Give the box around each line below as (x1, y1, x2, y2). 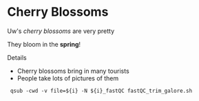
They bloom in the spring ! (7, 40, 81, 48)
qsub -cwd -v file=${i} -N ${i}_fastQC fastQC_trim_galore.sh (10, 87, 193, 94)
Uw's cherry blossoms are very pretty (7, 27, 115, 35)
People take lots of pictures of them (17, 74, 119, 82)
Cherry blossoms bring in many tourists (17, 67, 129, 75)
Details (7, 53, 27, 62)
